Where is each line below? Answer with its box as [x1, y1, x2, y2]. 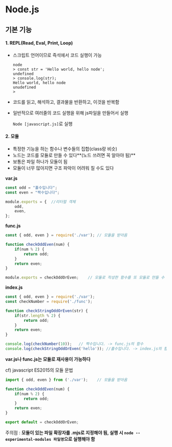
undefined [12, 71, 34, 76]
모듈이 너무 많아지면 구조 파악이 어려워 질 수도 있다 [12, 165, 114, 171]
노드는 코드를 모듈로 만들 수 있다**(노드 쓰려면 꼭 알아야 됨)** [12, 152, 136, 158]
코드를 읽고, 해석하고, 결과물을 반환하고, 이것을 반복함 [12, 99, 119, 105]
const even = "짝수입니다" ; [5, 190, 60, 195]
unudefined [12, 85, 36, 90]
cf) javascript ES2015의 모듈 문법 [5, 367, 73, 373]
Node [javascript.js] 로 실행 [12, 121, 73, 127]
